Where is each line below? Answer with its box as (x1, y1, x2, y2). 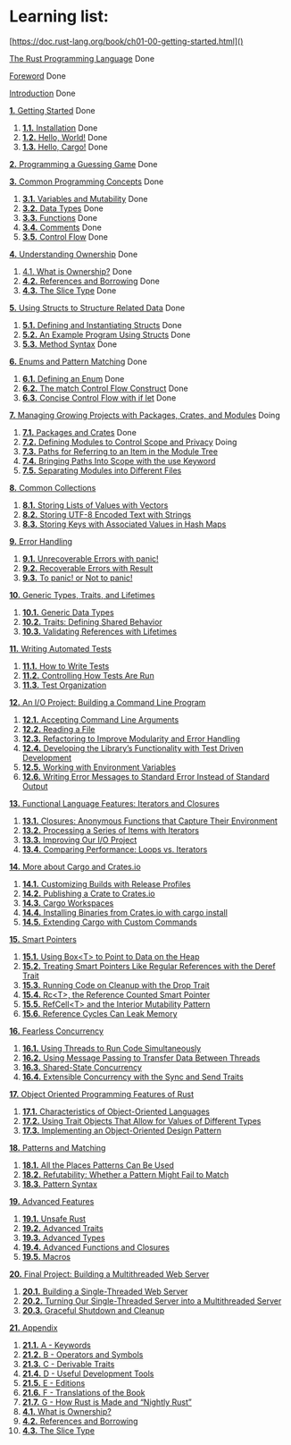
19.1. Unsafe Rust (21, 1213, 87, 1224)
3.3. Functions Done (21, 212, 98, 223)
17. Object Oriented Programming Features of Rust (9, 1088, 195, 1099)
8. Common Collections (9, 482, 96, 493)
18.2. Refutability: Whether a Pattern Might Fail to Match (21, 1169, 229, 1179)
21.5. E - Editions (21, 1377, 86, 1388)
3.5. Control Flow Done (21, 231, 109, 242)
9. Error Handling (9, 536, 73, 546)
